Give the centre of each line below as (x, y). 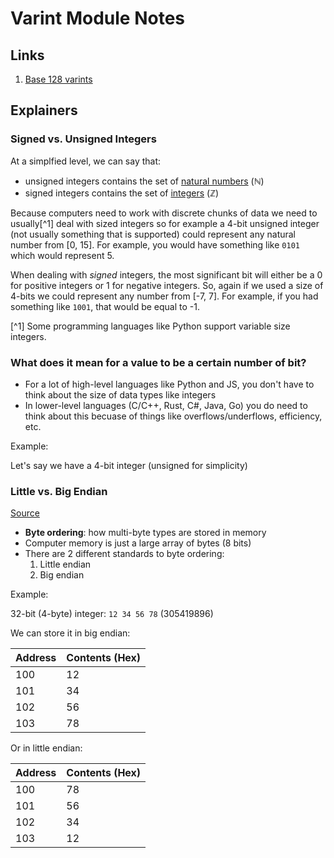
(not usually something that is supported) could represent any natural (153, 234)
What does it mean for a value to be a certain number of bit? (158, 362)
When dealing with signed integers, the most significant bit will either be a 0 (166, 274)
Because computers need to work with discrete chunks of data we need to (164, 213)
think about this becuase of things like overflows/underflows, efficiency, (173, 416)
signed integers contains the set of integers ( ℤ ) (122, 193)
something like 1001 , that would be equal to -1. (105, 306)
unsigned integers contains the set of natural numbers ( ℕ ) (144, 181)
